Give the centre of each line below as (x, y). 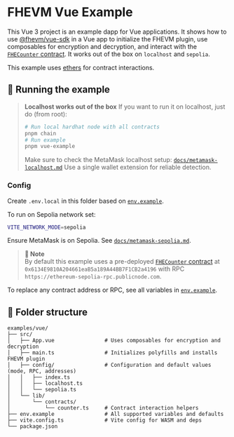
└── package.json (33, 426)
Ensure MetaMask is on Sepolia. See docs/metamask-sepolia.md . (99, 241)
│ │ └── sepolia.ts (42, 390)
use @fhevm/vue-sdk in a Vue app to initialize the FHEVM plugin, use (108, 39)
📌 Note (34, 254)
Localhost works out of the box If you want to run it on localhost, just (125, 107)
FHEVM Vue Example (70, 12)
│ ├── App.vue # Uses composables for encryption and (114, 341)
